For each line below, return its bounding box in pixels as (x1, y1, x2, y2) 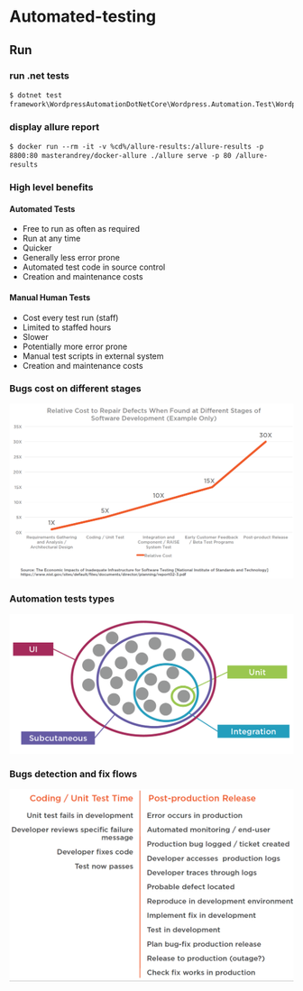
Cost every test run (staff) (22, 312, 119, 323)
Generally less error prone (22, 252, 120, 263)
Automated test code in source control (22, 262, 166, 272)
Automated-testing (9, 6, 157, 27)
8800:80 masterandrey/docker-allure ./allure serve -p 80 (9, 151, 232, 161)
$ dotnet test (9, 90, 63, 100)
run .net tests (9, 69, 69, 82)
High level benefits (9, 181, 94, 194)
